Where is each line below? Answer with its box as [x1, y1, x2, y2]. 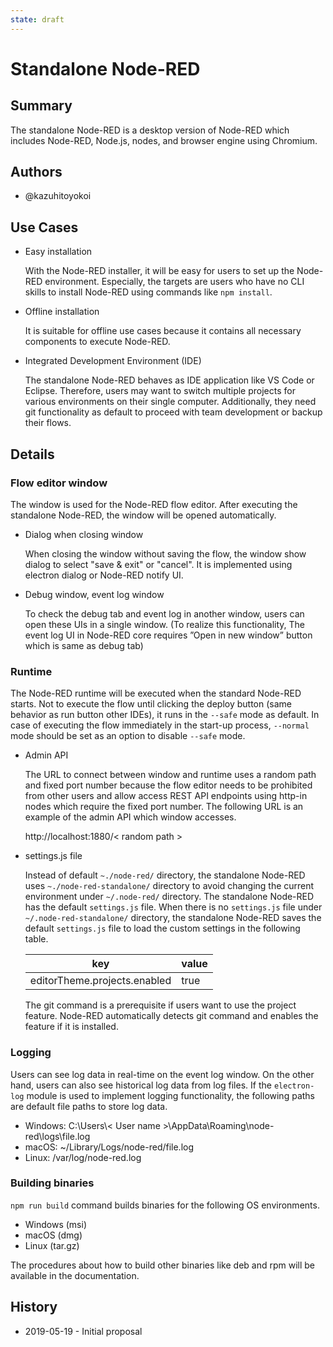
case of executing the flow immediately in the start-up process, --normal [10, 719, 310, 731]
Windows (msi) [24, 1218, 88, 1230]
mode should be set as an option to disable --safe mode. [10, 730, 246, 742]
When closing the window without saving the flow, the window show [24, 547, 307, 560]
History [10, 1299, 58, 1316]
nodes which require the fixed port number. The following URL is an [24, 801, 304, 813]
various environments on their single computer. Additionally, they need [24, 396, 317, 408]
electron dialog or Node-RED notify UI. [24, 569, 184, 581]
